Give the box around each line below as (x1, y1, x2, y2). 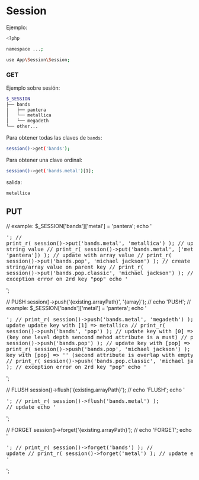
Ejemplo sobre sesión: (6, 84, 60, 91)
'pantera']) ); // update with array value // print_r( (6, 251, 172, 258)
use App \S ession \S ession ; (6, 56, 70, 63)
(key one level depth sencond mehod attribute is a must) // (6, 334, 188, 340)
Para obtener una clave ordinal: (6, 156, 83, 163)
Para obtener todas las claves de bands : (6, 134, 102, 141)
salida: (6, 178, 23, 185)
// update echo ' (6, 403, 56, 410)
